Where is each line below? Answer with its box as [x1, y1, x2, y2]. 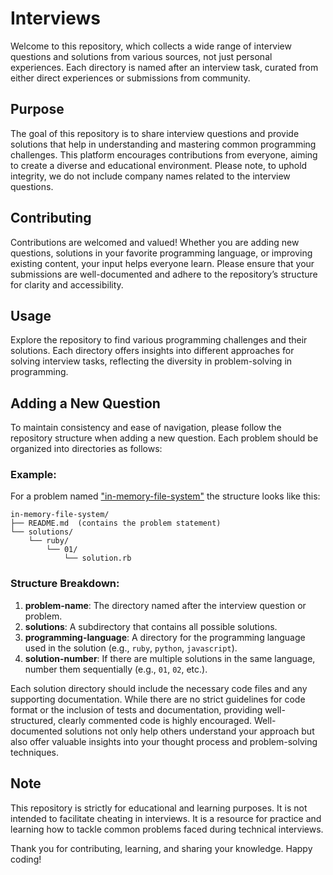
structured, [10, 714, 57, 726]
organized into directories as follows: [10, 443, 163, 455]
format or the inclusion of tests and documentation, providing [10, 703, 263, 716]
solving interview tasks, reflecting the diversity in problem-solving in [10, 355, 293, 367]
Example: [10, 468, 57, 482]
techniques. [10, 746, 59, 758]
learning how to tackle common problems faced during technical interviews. [10, 823, 324, 835]
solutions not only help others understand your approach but [64, 725, 315, 737]
